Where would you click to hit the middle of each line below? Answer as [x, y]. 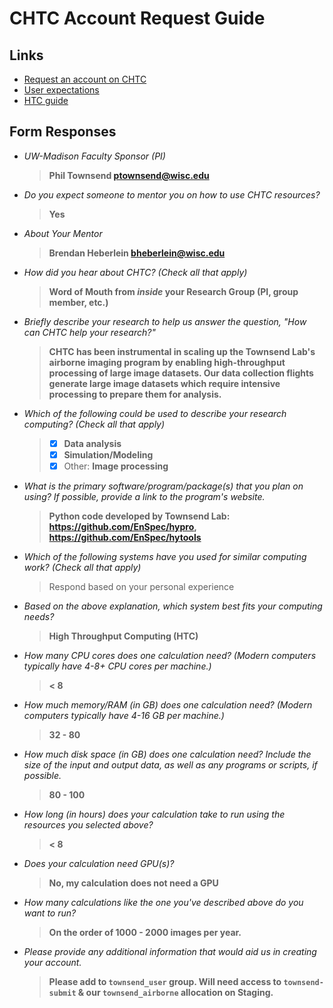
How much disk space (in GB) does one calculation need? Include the [167, 754]
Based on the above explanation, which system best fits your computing [173, 606]
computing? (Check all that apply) [94, 424]
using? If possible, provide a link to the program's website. [144, 496]
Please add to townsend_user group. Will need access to [165, 981]
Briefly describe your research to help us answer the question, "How [165, 321]
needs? [39, 616]
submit [62, 993]
